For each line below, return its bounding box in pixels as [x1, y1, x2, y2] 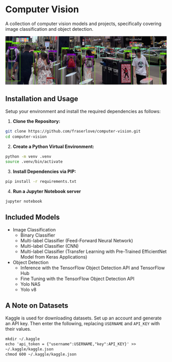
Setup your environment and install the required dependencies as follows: [5, 108, 161, 114]
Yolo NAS [20, 281, 41, 287]
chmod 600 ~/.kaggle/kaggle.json [5, 352, 77, 357]
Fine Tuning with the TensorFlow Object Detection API [20, 275, 135, 282]
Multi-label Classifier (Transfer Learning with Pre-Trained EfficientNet [20, 248, 167, 254]
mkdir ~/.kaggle [5, 336, 40, 342]
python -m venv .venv [5, 154, 52, 159]
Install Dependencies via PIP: [12, 168, 76, 175]
